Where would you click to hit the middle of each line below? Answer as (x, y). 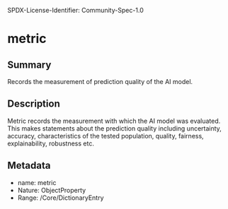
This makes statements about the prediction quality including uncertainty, (114, 128)
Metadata (29, 166)
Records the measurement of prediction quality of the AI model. (100, 82)
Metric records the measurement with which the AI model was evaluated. (114, 121)
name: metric (37, 182)
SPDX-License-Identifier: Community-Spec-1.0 (75, 10)
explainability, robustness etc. (51, 143)
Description (34, 104)
